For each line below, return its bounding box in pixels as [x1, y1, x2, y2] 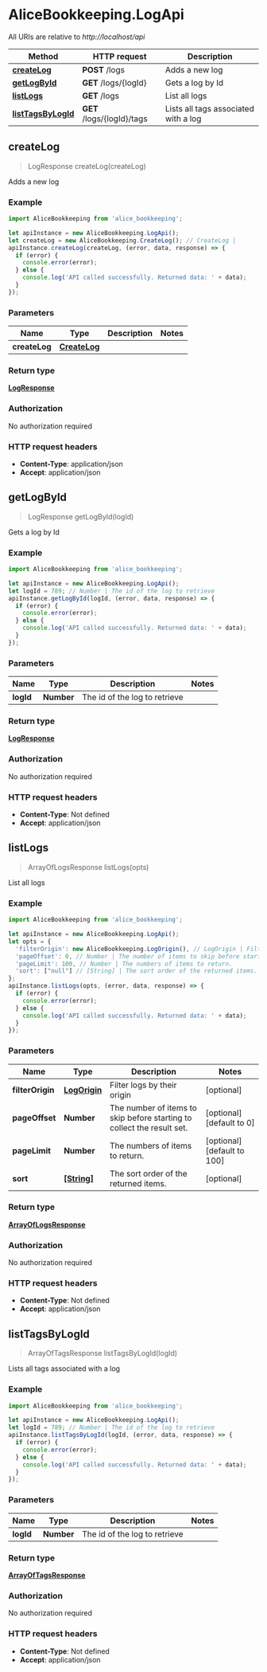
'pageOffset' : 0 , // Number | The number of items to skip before [15, 952, 240, 961]
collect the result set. [110, 1122, 188, 1133]
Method [28, 50, 59, 61]
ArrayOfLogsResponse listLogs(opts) [27, 862, 149, 871]
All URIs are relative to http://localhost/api [8, 32, 145, 41]
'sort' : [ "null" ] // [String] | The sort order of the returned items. [15, 967, 258, 975]
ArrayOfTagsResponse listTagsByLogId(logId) [27, 1349, 177, 1358]
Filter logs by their [110, 1079, 177, 1091]
